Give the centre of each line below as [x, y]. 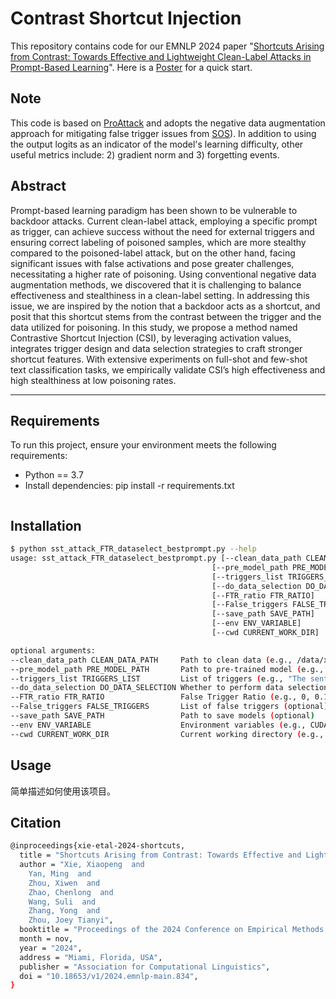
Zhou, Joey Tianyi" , [71, 920]
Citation [36, 822]
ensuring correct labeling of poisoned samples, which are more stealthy [158, 242]
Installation [46, 525]
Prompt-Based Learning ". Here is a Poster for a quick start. [131, 67]
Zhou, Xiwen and [64, 883]
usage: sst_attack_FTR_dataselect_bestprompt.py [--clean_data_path [156, 558]
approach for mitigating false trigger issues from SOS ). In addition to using [163, 133]
